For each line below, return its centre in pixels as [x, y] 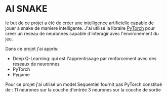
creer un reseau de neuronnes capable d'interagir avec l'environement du [82, 33]
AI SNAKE [27, 9]
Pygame [21, 74]
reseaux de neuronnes [36, 64]
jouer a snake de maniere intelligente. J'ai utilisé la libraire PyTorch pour [80, 28]
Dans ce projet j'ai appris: [32, 48]
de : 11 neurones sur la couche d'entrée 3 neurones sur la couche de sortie [83, 89]
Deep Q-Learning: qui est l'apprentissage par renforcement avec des [85, 58]
